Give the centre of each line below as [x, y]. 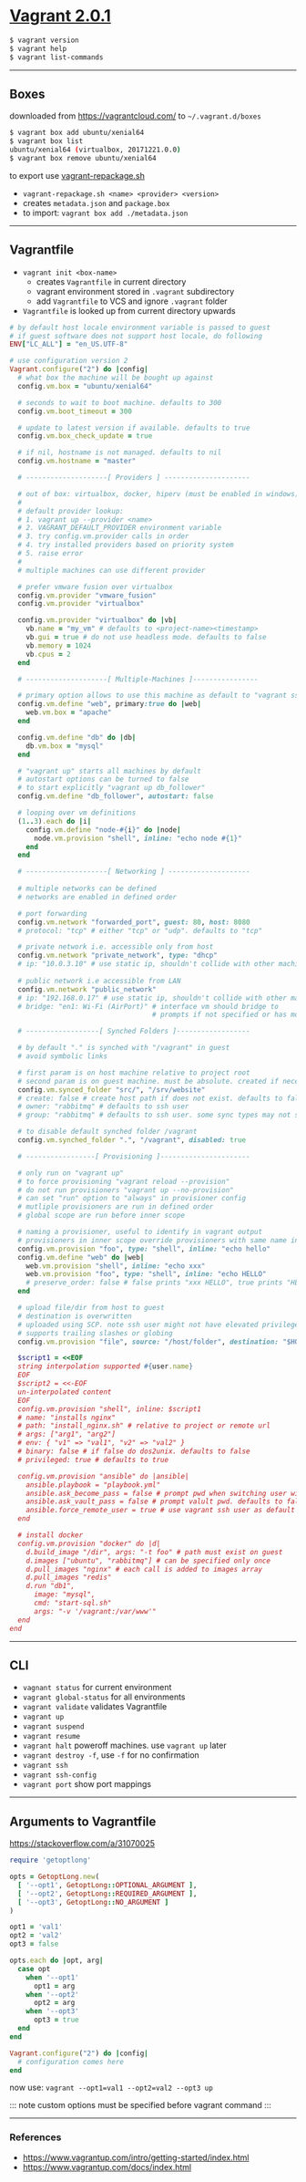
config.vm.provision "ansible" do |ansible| [103, 1476]
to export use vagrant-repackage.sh [77, 175]
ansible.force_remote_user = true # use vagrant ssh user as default [161, 1511]
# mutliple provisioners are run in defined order [116, 1207]
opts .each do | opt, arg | [56, 1961]
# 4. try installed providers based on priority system [126, 545]
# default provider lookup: [71, 511]
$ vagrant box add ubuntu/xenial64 [77, 133]
